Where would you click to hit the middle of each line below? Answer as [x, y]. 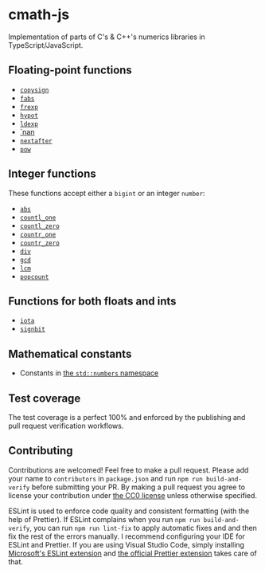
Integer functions [53, 174]
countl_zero [39, 226]
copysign [34, 90]
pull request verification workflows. [66, 426]
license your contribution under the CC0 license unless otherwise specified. [132, 495]
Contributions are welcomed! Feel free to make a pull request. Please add [129, 470]
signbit [32, 330]
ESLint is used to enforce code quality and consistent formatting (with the [129, 511]
